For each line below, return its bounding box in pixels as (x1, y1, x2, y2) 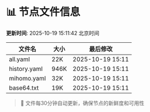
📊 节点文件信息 (6, 5, 81, 19)
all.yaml (9, 55, 30, 63)
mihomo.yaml (9, 74, 46, 82)
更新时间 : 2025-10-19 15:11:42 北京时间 (6, 29, 99, 36)
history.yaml (9, 65, 43, 73)
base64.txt (9, 83, 39, 91)
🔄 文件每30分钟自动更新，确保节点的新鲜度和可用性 (20, 99, 145, 106)
